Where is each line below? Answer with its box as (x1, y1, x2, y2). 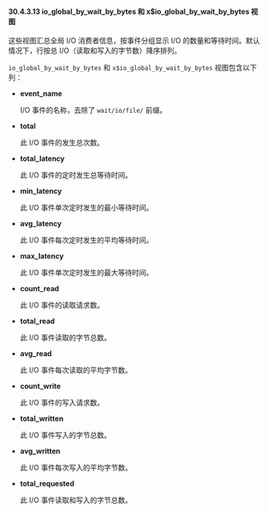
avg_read (19, 349, 52, 358)
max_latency (19, 251, 64, 261)
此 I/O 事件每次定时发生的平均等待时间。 (19, 235, 154, 245)
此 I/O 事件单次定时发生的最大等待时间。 (19, 268, 154, 278)
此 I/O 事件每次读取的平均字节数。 (19, 366, 133, 375)
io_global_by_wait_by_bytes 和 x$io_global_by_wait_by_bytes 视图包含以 (8, 63, 250, 73)
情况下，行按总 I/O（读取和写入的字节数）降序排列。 (8, 46, 182, 55)
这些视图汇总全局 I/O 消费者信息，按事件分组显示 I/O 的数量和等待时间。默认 (8, 36, 260, 46)
